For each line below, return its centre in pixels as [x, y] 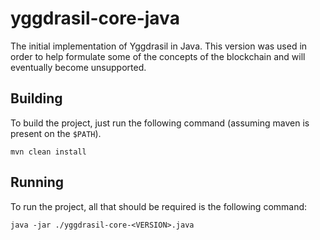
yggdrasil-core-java [95, 18]
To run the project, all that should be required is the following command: [159, 206]
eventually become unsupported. [78, 67]
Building [36, 98]
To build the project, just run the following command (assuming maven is [160, 123]
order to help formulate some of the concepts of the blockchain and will [158, 56]
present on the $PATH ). [56, 133]
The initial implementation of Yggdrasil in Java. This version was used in [159, 46]
